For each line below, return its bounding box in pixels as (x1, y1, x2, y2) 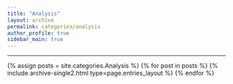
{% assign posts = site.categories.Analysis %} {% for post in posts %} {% (7, 62, 218, 70)
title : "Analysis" (7, 10, 60, 17)
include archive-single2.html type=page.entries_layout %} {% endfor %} (7, 69, 215, 77)
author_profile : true (7, 29, 70, 37)
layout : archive (7, 17, 54, 24)
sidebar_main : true (7, 36, 64, 43)
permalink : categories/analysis (7, 23, 101, 30)
